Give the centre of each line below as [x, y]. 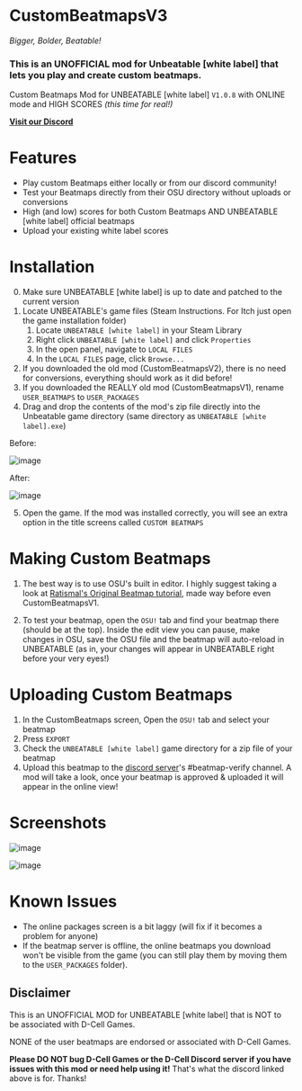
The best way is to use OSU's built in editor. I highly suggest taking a [149, 584]
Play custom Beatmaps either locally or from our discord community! [149, 183]
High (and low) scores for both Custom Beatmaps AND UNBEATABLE [150, 211]
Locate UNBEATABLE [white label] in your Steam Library [139, 330]
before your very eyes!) [66, 658]
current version [51, 301]
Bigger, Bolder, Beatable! [55, 40]
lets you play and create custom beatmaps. [106, 75]
